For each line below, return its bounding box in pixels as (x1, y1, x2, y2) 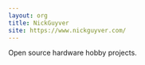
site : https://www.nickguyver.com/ (8, 26, 127, 34)
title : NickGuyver (8, 19, 69, 27)
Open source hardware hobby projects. (8, 48, 137, 58)
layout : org (8, 11, 48, 20)
